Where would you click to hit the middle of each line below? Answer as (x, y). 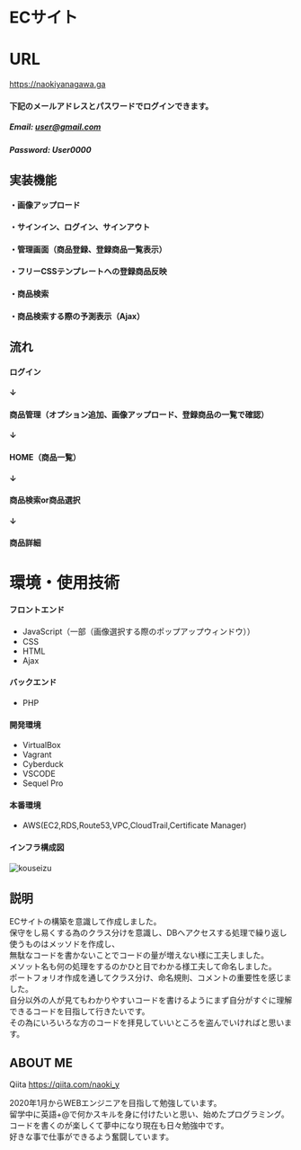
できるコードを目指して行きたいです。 (80, 1012)
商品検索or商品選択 (45, 500)
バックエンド (33, 682)
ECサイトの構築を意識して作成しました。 (85, 922)
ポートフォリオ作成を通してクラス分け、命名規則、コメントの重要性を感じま (150, 978)
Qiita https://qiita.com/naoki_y (64, 1084)
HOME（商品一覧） (45, 457)
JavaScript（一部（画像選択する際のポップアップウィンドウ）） (139, 631)
